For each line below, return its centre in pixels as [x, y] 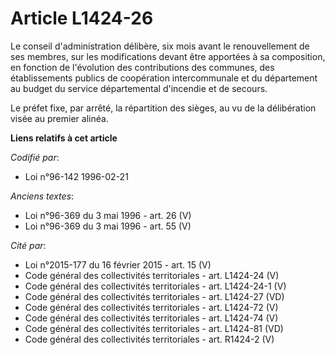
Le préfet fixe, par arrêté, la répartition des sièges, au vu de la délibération [163, 108]
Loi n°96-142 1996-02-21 [76, 176]
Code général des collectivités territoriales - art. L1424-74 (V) [151, 318]
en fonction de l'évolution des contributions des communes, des [142, 67]
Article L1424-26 [82, 18]
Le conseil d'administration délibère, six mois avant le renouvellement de [160, 46]
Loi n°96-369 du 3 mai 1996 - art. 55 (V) [108, 226]
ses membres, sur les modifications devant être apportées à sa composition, [168, 56]
